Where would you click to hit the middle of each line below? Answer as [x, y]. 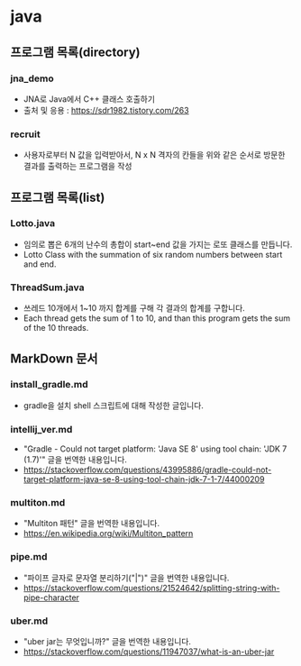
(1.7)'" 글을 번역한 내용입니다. [75, 460]
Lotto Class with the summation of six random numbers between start [153, 254]
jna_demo [32, 78]
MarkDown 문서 [54, 358]
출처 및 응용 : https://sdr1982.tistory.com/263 [106, 110]
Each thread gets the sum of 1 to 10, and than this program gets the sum [157, 318]
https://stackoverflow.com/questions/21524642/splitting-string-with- [151, 588]
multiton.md [38, 503]
